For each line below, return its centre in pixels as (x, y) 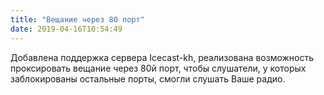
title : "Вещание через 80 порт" (77, 19)
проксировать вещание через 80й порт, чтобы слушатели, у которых (158, 68)
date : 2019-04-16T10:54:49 (66, 29)
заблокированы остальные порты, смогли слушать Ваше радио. (148, 78)
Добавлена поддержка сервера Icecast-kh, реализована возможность (162, 57)
